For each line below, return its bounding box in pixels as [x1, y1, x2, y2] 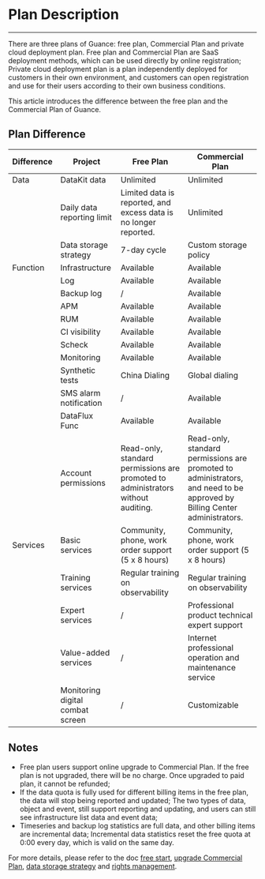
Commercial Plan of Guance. [8, 104, 101, 114]
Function [12, 262, 45, 273]
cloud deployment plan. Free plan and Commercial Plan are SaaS [8, 47, 219, 57]
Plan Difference [8, 128, 86, 141]
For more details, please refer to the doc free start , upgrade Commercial [8, 853, 243, 862]
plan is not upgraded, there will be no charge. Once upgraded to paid [19, 770, 244, 779]
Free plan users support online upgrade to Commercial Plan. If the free [19, 762, 250, 772]
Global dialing [188, 370, 239, 381]
